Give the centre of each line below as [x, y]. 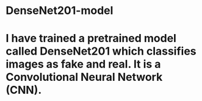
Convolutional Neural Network [84, 77]
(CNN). [24, 90]
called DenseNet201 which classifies [101, 51]
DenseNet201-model [60, 11]
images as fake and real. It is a [83, 64]
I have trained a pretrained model [91, 39]
